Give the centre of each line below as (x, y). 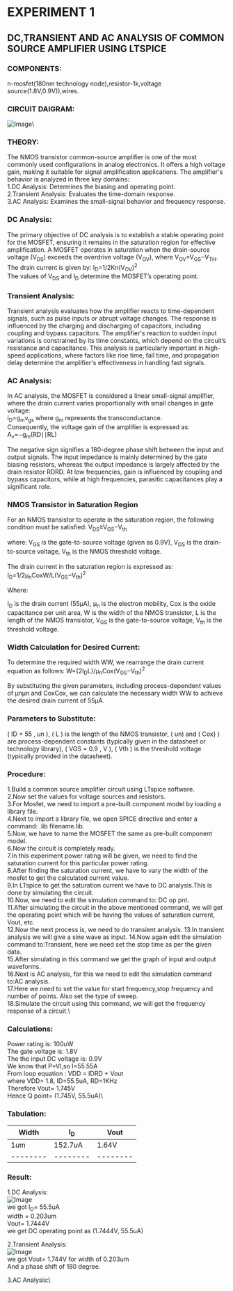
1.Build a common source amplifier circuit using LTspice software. (101, 789)
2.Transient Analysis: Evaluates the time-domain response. (91, 194)
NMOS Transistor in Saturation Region (73, 504)
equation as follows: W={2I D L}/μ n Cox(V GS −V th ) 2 (76, 671)
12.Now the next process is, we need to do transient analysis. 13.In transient (116, 930)
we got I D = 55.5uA (34, 1208)
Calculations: (30, 1029)
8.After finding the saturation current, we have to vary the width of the (108, 871)
